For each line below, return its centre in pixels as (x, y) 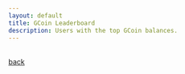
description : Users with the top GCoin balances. (93, 30)
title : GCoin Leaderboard (51, 23)
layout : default (35, 16)
